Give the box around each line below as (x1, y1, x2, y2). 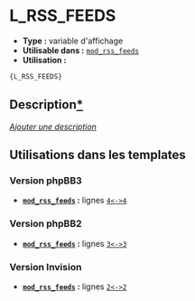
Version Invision (9, 260, 82, 273)
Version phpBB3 (9, 174, 83, 186)
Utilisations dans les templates (9, 147, 187, 163)
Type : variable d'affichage (22, 35, 124, 46)
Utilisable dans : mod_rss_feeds (22, 44, 140, 55)
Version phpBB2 (9, 218, 83, 230)
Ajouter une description (9, 121, 97, 132)
